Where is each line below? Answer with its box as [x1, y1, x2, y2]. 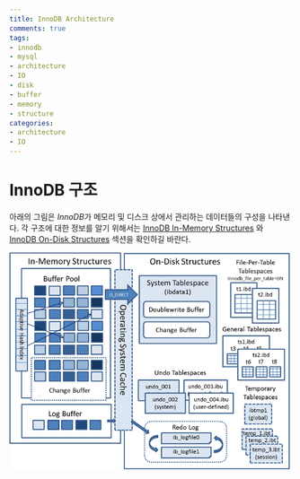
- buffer [9, 90, 42, 99]
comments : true [9, 23, 66, 33]
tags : [9, 33, 30, 42]
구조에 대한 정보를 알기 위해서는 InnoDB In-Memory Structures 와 [30, 222, 264, 233]
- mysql [9, 52, 39, 62]
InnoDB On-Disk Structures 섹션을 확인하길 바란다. [9, 233, 191, 244]
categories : [9, 118, 54, 127]
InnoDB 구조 [9, 180, 98, 201]
